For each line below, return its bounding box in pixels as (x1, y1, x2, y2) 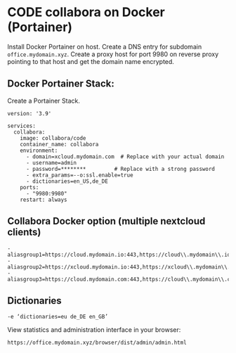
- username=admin (25, 159, 77, 166)
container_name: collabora (20, 141, 99, 148)
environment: (20, 147, 58, 154)
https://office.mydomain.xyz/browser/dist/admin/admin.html (7, 339, 188, 347)
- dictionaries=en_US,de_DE (25, 177, 109, 185)
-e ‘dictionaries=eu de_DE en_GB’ (7, 314, 109, 321)
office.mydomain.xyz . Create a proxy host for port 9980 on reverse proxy (7, 50, 219, 58)
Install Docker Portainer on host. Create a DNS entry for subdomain (7, 42, 202, 51)
